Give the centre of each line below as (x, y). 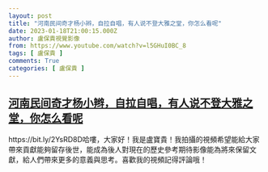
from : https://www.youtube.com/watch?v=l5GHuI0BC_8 (97, 46)
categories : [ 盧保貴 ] (47, 69)
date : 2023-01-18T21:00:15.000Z (63, 31)
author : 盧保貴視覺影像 (44, 38)
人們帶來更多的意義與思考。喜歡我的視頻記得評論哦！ (118, 159)
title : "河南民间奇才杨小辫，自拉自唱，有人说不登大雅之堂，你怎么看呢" (115, 23)
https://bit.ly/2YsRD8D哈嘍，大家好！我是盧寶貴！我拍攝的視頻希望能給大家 (134, 139)
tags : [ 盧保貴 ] (36, 53)
